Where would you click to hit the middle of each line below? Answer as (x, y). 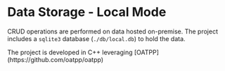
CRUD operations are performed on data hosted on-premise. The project (113, 31)
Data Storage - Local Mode (87, 12)
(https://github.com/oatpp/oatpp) (56, 59)
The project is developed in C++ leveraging (70, 52)
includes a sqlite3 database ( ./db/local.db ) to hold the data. (96, 38)
